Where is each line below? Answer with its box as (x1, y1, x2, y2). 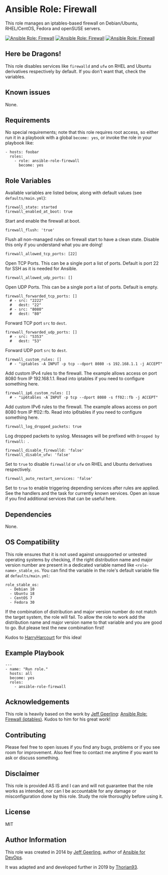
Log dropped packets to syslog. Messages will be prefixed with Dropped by (5, 433, 159, 439)
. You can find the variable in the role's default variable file (39, 567, 159, 573)
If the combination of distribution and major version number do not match (5, 608, 157, 615)
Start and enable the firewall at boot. (5, 218, 81, 224)
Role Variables (5, 177, 51, 185)
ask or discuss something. (5, 755, 60, 761)
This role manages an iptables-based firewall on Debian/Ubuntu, (5, 20, 139, 26)
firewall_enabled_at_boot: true (5, 209, 73, 214)
